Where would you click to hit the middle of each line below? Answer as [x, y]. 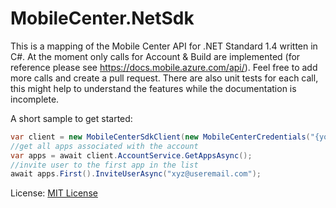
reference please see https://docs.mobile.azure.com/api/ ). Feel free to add [164, 67]
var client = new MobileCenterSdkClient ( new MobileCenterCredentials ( [160, 137]
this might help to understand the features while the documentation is [153, 88]
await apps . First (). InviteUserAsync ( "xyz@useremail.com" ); [136, 174]
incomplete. [35, 99]
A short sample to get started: [71, 118]
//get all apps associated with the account [104, 146]
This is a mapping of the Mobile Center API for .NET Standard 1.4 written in [164, 46]
